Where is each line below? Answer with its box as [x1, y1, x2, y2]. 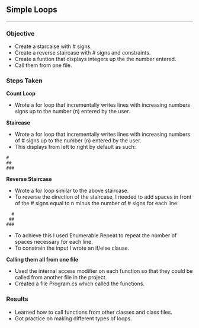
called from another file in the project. [14, 274, 107, 281]
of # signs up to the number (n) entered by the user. [14, 137, 142, 144]
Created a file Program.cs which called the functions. [14, 280, 145, 287]
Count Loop [6, 90, 36, 97]
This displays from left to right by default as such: [14, 144, 136, 151]
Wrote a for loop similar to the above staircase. [14, 187, 129, 195]
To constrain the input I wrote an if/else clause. [14, 244, 130, 251]
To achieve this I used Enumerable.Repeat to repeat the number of [14, 232, 177, 239]
